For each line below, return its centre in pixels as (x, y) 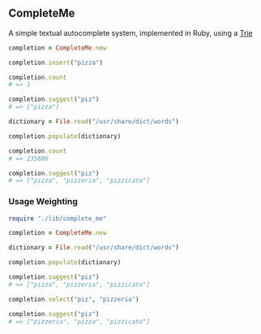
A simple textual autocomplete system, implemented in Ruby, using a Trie (130, 33)
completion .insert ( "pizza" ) (56, 63)
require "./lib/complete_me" (58, 219)
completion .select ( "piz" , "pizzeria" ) (74, 299)
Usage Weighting (43, 202)
